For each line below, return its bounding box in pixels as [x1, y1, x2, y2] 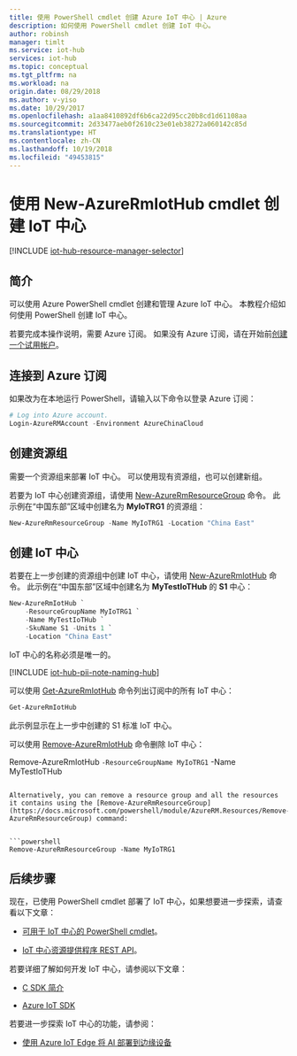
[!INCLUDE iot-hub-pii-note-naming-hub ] [9, 667, 160, 677]
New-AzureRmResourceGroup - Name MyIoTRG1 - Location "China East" [9, 519, 255, 528]
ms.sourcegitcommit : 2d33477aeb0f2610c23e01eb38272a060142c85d [9, 120, 247, 129]
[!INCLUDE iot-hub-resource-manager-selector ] [9, 245, 184, 257]
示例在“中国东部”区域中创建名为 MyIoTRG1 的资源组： [9, 501, 206, 512]
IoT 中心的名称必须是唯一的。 [9, 649, 117, 659]
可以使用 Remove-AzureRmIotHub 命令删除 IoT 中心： [9, 738, 205, 749]
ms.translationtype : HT [9, 128, 97, 137]
